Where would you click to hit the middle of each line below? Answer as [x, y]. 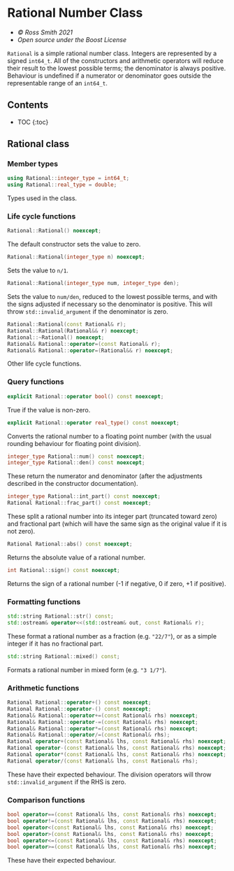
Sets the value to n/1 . [38, 270]
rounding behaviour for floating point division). [74, 443]
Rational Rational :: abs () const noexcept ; [70, 544]
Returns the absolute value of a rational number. [76, 557]
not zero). [21, 531]
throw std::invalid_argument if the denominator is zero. [88, 312]
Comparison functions [46, 800]
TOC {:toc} [33, 122]
